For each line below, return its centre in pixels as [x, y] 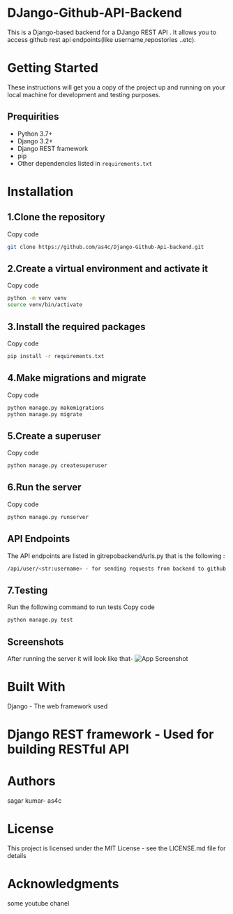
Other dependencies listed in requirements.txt [84, 163]
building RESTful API [68, 749]
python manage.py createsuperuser [58, 466]
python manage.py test [40, 620]
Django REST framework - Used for [111, 735]
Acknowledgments [63, 884]
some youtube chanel [38, 903]
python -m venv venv [37, 299]
